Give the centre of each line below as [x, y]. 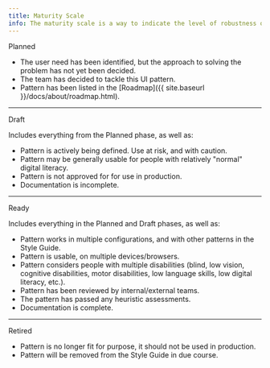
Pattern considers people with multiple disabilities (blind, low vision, [132, 265]
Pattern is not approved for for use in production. [101, 176]
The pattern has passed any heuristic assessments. [105, 299]
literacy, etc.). [43, 282]
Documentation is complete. [67, 308]
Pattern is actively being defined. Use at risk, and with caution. [123, 151]
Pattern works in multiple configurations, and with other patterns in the [137, 239]
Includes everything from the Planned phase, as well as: [101, 134]
